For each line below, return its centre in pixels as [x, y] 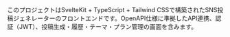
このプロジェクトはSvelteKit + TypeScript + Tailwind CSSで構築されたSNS [112, 10]
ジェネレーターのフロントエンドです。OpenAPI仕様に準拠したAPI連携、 [114, 18]
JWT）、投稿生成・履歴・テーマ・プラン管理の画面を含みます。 [108, 27]
